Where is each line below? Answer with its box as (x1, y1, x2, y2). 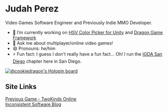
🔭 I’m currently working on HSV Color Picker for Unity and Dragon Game (12, 29, 163, 35)
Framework (12, 35, 36, 41)
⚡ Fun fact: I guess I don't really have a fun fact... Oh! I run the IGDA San (12, 51, 162, 57)
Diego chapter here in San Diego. (12, 58, 82, 64)
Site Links (5, 82, 37, 91)
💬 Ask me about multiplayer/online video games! (12, 40, 114, 46)
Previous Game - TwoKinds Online (5, 96, 77, 102)
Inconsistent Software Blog (5, 101, 62, 107)
